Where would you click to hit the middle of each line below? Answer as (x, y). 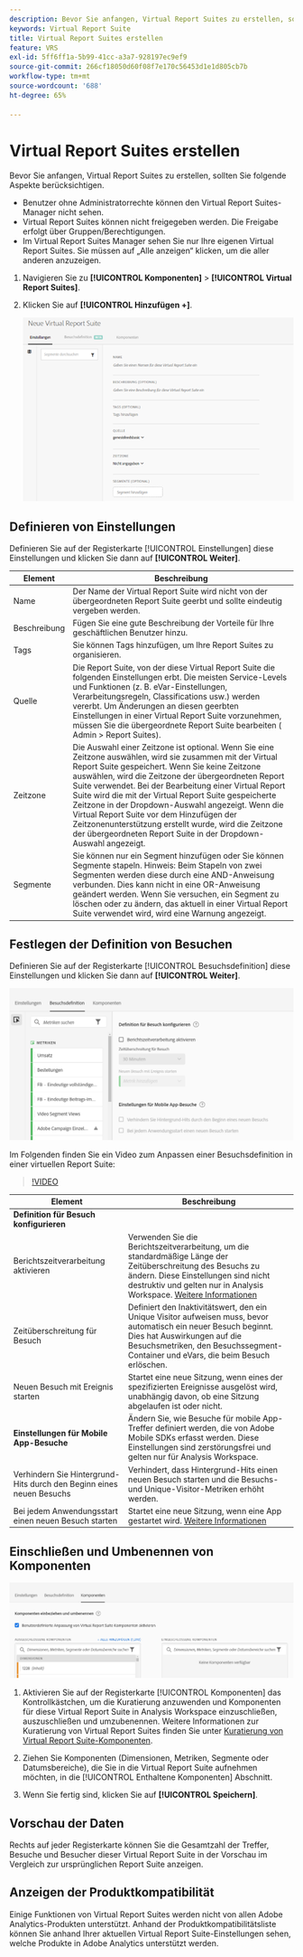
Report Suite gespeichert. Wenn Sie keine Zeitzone (167, 766)
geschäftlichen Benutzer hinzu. (130, 633)
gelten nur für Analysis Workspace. (193, 1457)
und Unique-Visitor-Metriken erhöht (196, 1489)
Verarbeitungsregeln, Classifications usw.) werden (166, 696)
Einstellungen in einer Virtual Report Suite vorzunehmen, (177, 715)
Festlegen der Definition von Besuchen (121, 945)
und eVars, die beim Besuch (218, 1355)
